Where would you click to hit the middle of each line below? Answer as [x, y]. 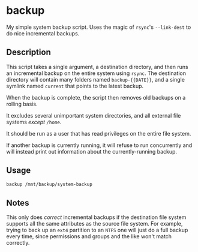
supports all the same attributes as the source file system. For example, [94, 224]
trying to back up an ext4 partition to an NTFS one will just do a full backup [97, 230]
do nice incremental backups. [43, 33]
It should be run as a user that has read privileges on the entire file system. [99, 133]
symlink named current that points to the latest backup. [75, 86]
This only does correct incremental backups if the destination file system [96, 217]
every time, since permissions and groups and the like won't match [89, 236]
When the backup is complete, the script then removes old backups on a [96, 97]
